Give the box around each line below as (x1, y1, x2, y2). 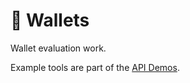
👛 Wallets (10, 9, 90, 32)
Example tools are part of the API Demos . (10, 61, 180, 73)
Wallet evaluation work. (10, 42, 107, 54)
